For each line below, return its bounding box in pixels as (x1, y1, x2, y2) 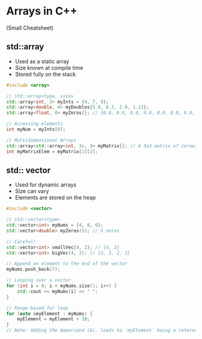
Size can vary (14, 188, 49, 195)
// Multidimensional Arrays (6, 137, 77, 143)
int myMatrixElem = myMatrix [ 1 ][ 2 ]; (6, 148, 98, 154)
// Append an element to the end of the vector (6, 261, 128, 267)
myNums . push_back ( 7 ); (6, 267, 61, 273)
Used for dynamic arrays (14, 181, 77, 188)
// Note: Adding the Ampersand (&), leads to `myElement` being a (6, 328, 176, 334)
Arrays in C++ (6, 4, 78, 18)
